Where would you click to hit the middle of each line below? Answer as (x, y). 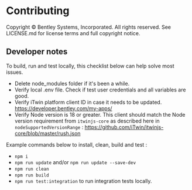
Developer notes (37, 52)
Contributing (38, 11)
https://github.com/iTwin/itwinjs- (124, 127)
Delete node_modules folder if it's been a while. (72, 83)
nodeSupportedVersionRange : (49, 127)
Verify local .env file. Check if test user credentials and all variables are (100, 90)
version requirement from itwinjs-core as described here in (87, 121)
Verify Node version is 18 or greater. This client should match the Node (100, 114)
